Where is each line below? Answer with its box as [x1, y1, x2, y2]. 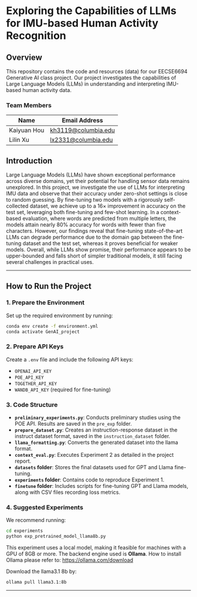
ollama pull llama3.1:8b [6, 579, 67, 585]
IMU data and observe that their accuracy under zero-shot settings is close [6, 190, 188, 197]
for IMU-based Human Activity [6, 16, 159, 30]
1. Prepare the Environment [6, 298, 85, 307]
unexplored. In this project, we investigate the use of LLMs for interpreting [6, 184, 185, 191]
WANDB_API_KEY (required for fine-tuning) [14, 386, 111, 393]
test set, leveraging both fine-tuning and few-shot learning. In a [6, 209, 159, 216]
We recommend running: [6, 517, 66, 524]
